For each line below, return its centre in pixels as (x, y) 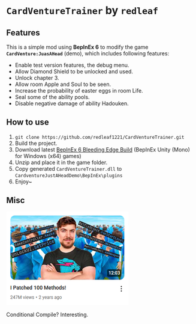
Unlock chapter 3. (37, 78)
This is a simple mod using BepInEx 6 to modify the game (77, 47)
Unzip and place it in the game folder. (61, 162)
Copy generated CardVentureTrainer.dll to (68, 168)
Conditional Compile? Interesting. (47, 314)
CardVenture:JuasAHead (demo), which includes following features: (88, 53)
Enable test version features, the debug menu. (72, 65)
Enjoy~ (23, 182)
